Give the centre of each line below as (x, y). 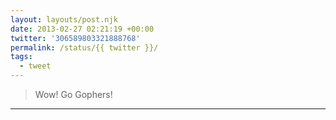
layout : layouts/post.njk (64, 19)
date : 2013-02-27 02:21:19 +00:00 (82, 29)
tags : (21, 57)
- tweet (35, 66)
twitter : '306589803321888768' (75, 38)
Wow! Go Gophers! (73, 94)
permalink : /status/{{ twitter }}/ (84, 47)
